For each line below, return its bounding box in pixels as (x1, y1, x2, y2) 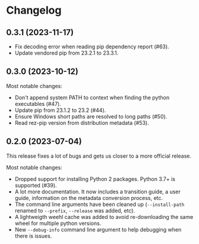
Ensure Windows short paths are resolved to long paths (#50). (14, 112, 168, 120)
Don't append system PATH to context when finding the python (14, 93, 170, 101)
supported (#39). (14, 182, 58, 189)
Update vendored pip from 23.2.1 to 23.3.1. (14, 49, 119, 57)
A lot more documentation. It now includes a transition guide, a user (14, 188, 181, 195)
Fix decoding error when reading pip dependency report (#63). (14, 43, 169, 50)
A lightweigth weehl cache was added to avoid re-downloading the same (14, 213, 194, 220)
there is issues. (14, 232, 52, 239)
